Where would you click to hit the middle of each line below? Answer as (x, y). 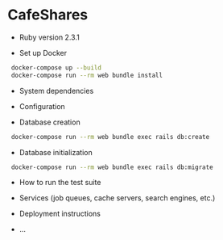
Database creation (50, 122)
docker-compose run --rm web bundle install (87, 75)
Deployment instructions (60, 214)
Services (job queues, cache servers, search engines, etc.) (117, 198)
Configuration (42, 106)
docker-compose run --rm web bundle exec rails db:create (110, 137)
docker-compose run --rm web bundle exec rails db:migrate (112, 167)
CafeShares (48, 15)
